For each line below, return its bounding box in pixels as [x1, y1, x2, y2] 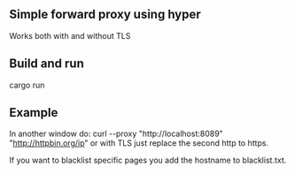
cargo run [9, 79, 45, 90]
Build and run [9, 57, 84, 72]
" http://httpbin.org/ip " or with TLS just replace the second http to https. [9, 138, 268, 148]
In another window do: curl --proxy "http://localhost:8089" [9, 128, 223, 140]
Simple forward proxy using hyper [9, 7, 201, 22]
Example [9, 105, 58, 120]
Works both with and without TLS [9, 30, 131, 41]
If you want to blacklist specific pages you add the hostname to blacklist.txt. [9, 155, 287, 166]
